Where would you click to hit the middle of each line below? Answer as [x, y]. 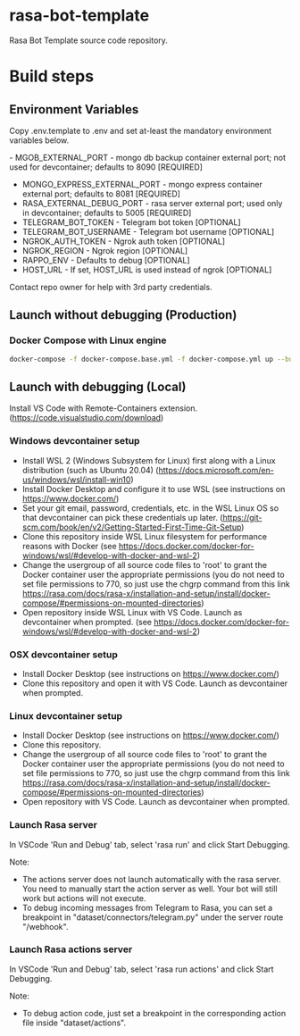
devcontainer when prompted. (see [87, 622]
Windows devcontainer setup [75, 441]
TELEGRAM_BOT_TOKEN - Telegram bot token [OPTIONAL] [131, 222]
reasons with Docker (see [70, 546]
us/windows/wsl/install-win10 [76, 480]
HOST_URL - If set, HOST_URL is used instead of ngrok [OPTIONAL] [147, 270]
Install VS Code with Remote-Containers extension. [104, 408]
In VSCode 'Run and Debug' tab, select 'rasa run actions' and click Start [142, 969]
